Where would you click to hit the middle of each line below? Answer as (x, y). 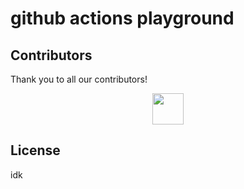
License (35, 150)
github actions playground (122, 18)
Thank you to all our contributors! (79, 79)
